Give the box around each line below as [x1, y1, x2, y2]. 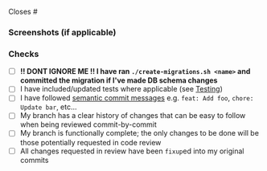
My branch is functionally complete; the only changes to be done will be [19, 128, 260, 138]
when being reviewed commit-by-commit [19, 120, 157, 129]
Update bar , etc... [19, 102, 78, 112]
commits [19, 155, 49, 165]
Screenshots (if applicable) [8, 26, 117, 38]
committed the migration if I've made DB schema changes [19, 75, 218, 85]
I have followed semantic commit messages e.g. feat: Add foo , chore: [19, 93, 254, 103]
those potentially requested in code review [19, 137, 162, 147]
